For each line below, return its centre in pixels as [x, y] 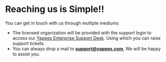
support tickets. [28, 43]
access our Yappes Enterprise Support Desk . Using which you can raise [86, 38]
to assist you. [26, 54]
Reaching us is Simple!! [55, 9]
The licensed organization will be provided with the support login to [82, 32]
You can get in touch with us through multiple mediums [62, 23]
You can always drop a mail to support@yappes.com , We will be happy [86, 48]
